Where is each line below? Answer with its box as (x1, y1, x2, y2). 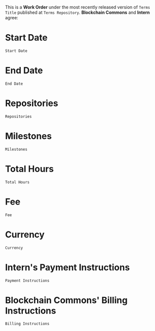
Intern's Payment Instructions (5, 262, 130, 273)
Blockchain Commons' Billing (5, 294, 128, 306)
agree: (5, 15, 18, 20)
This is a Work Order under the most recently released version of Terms (5, 4, 151, 10)
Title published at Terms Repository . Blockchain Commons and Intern (5, 9, 150, 15)
